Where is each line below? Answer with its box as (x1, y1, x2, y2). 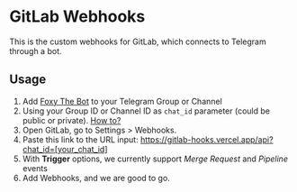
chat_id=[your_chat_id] (22, 143, 108, 154)
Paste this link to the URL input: (22, 133, 139, 145)
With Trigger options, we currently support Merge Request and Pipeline (22, 153, 288, 164)
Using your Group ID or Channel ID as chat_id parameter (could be (22, 105, 270, 116)
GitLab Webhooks (9, 6, 146, 27)
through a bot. (9, 45, 62, 56)
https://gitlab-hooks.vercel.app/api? (139, 133, 274, 145)
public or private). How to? (22, 114, 121, 125)
